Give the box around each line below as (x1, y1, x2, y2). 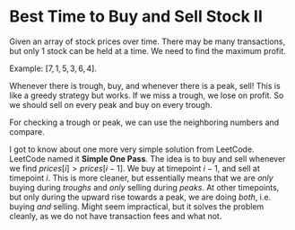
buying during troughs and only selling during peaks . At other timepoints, (9, 181, 280, 192)
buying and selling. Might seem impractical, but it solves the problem (9, 200, 265, 212)
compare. (9, 126, 45, 137)
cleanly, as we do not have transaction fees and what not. (9, 210, 222, 221)
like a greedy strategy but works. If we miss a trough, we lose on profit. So (9, 90, 284, 101)
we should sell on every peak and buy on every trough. (9, 99, 213, 110)
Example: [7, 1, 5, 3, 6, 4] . (9, 63, 97, 74)
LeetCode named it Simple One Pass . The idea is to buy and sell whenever (9, 153, 286, 164)
